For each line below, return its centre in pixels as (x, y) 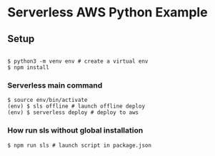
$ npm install (29, 68)
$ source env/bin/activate (47, 100)
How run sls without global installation (75, 130)
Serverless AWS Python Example (108, 12)
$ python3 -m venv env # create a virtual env (78, 61)
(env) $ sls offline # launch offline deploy (76, 106)
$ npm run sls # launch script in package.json (80, 145)
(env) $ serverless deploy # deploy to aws (73, 113)
